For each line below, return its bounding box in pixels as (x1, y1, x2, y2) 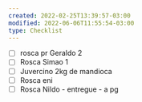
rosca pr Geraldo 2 (19, 49, 83, 58)
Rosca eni (19, 75, 54, 84)
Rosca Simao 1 (19, 57, 68, 67)
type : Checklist (8, 26, 63, 34)
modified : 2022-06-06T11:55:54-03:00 (8, 19, 135, 27)
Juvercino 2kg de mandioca (19, 66, 112, 76)
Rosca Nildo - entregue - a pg (19, 84, 119, 94)
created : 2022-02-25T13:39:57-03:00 (8, 11, 131, 20)
